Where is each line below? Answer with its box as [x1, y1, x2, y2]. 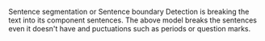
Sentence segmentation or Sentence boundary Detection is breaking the [8, 7, 250, 16]
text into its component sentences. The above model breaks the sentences [8, 15, 257, 25]
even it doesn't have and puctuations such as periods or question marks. [8, 24, 251, 33]
